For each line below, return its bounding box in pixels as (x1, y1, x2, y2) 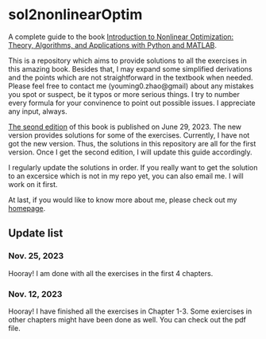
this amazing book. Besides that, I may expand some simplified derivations (8, 64, 253, 73)
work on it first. (8, 179, 58, 189)
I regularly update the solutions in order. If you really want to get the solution (8, 162, 258, 172)
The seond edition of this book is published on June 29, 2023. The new (8, 122, 242, 131)
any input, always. (8, 106, 67, 116)
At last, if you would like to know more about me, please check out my (8, 195, 237, 205)
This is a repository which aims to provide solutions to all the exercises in (8, 56, 248, 65)
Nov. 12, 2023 (8, 288, 63, 299)
